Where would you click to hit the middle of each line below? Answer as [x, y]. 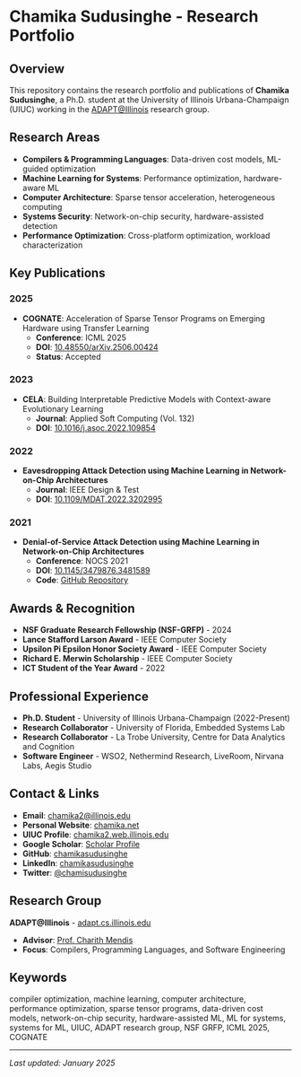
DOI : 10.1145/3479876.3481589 [93, 571]
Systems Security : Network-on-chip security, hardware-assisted [143, 216]
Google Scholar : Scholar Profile [81, 844]
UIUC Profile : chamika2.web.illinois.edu [95, 834]
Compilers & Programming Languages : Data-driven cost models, [143, 159]
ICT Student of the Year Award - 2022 [94, 668]
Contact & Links [55, 794]
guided [35, 169]
